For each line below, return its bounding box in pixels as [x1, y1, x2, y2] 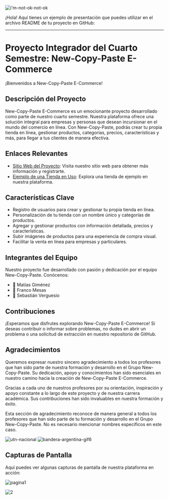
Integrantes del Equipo [5, 253, 78, 262]
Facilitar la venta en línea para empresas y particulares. [12, 239, 127, 245]
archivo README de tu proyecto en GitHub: [5, 20, 95, 26]
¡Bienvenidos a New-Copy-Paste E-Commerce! [5, 80, 103, 86]
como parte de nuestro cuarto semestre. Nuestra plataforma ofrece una [5, 113, 154, 119]
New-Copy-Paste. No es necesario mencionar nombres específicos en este [5, 421, 162, 427]
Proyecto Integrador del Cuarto [5, 42, 138, 54]
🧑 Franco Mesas [12, 287, 46, 293]
